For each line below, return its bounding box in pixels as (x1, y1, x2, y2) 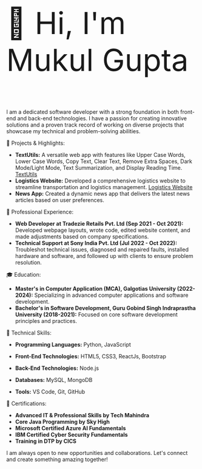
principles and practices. (15, 318, 78, 324)
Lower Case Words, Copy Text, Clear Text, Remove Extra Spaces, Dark (15, 158, 192, 165)
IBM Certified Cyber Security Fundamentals (15, 431, 129, 438)
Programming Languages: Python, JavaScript (15, 341, 132, 348)
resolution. (15, 259, 42, 266)
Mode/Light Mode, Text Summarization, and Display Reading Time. (15, 164, 183, 171)
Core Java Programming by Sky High (15, 418, 110, 425)
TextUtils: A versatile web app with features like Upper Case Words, (15, 151, 186, 158)
